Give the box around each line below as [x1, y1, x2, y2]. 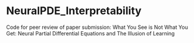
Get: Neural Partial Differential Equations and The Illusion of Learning [6, 29, 175, 37]
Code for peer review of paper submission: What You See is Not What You [6, 24, 189, 31]
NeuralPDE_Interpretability [6, 4, 142, 18]
